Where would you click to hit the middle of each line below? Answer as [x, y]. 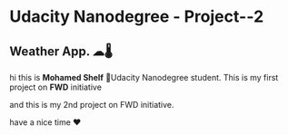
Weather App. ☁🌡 [61, 51]
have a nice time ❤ [45, 122]
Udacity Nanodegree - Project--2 [137, 17]
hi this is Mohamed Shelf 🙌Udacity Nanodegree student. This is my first [144, 77]
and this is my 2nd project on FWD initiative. [92, 105]
